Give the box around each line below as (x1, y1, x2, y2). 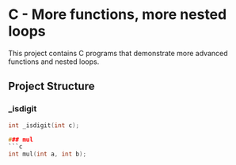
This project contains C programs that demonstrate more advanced (8, 48, 228, 58)
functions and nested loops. (8, 57, 100, 66)
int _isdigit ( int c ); (8, 121, 80, 129)
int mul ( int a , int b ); (8, 150, 87, 159)
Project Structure (8, 80, 95, 93)
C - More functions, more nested (8, 6, 227, 24)
